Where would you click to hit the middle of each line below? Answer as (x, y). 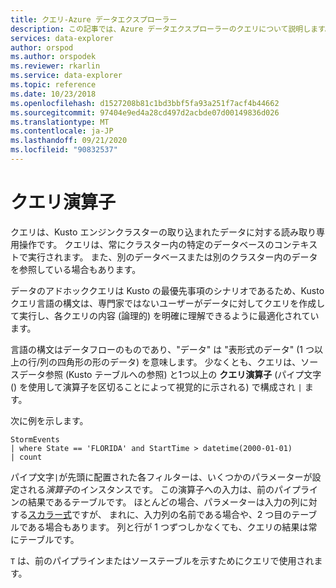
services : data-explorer (62, 38)
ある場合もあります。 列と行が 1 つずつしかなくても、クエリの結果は (168, 527)
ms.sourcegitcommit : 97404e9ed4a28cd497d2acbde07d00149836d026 (145, 112)
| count (26, 457)
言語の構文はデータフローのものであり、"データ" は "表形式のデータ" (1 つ (162, 349)
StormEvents (35, 439)
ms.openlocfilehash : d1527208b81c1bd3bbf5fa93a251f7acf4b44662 (145, 103)
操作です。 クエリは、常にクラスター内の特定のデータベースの (146, 244)
